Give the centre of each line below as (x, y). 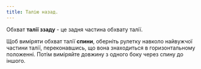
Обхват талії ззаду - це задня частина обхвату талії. (75, 29)
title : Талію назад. (33, 12)
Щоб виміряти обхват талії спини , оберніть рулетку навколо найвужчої (100, 41)
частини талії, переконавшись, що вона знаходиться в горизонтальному (101, 48)
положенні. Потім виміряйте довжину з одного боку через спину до (95, 54)
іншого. (16, 60)
